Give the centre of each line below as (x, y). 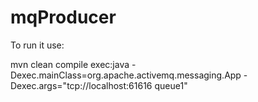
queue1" (171, 85)
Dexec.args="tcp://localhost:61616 (81, 85)
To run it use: (37, 45)
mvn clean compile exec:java (70, 64)
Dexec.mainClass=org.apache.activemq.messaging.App (126, 75)
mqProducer (63, 17)
